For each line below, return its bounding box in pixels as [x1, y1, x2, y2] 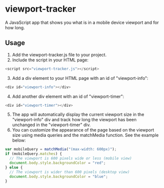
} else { [5, 165, 23, 170]
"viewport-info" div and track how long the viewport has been [12, 117, 137, 123]
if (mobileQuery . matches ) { [5, 151, 62, 156]
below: [12, 137, 26, 143]
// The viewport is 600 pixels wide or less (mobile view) [9, 156, 132, 161]
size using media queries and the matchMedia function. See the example [12, 132, 159, 138]
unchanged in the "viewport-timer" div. [12, 122, 91, 128]
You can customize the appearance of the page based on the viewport [12, 127, 155, 133]
